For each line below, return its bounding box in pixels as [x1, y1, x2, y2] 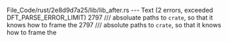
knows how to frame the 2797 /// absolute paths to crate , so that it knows [6, 21, 222, 29]
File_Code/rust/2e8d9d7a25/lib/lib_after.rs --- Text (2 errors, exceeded [6, 6, 214, 14]
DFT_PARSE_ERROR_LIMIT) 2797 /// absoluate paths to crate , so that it [6, 13, 213, 22]
